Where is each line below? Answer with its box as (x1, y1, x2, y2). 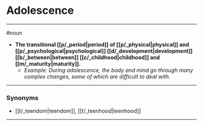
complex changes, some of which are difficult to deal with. (24, 73, 171, 80)
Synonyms (6, 93, 39, 102)
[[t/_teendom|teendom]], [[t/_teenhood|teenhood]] (14, 107, 141, 115)
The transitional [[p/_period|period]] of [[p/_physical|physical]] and (14, 40, 189, 48)
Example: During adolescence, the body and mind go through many (24, 66, 193, 74)
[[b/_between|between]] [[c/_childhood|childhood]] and (14, 54, 160, 61)
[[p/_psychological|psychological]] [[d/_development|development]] (14, 47, 193, 54)
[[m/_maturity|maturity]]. (14, 60, 81, 67)
